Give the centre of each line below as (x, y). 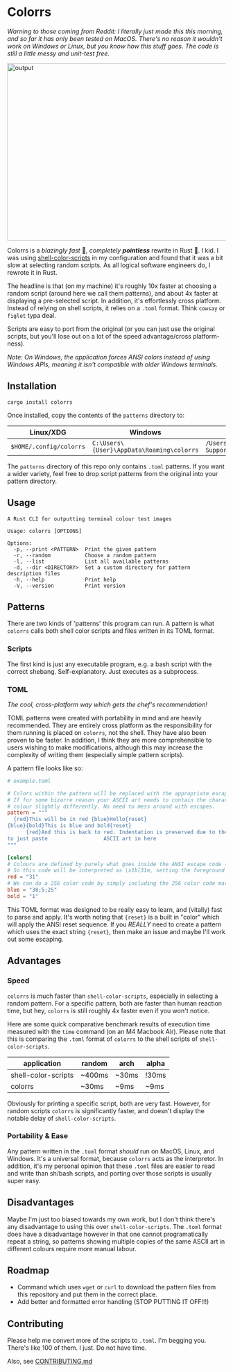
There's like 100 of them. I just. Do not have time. (77, 1348)
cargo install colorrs (40, 402)
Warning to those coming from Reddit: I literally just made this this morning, (115, 31)
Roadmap (28, 1271)
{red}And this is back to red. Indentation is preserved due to (120, 832)
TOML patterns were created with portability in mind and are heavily (104, 718)
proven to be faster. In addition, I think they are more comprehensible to (110, 740)
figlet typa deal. (32, 315)
